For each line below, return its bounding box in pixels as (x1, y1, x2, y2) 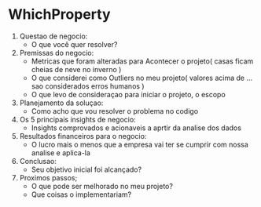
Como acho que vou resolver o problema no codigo (31, 106, 199, 115)
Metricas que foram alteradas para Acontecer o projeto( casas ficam (31, 56, 254, 66)
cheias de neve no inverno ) (31, 64, 122, 74)
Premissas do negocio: (19, 48, 94, 57)
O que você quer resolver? (31, 39, 118, 49)
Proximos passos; (19, 172, 78, 182)
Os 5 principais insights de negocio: (19, 114, 136, 124)
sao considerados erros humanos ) (31, 81, 145, 91)
